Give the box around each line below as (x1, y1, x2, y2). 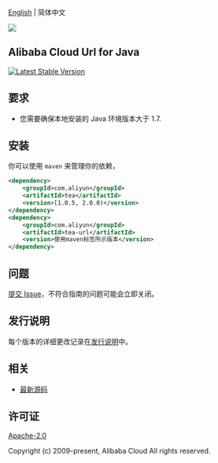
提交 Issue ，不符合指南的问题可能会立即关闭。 (8, 289, 159, 298)
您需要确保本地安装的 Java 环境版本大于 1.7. (19, 113, 161, 123)
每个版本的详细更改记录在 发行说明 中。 (8, 336, 132, 346)
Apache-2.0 (8, 431, 47, 440)
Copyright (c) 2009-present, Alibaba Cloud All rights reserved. (8, 446, 211, 456)
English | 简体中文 (8, 8, 66, 17)
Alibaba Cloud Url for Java (8, 46, 140, 59)
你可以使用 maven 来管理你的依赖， (8, 161, 120, 171)
